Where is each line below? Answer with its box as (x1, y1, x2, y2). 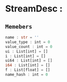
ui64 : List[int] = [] (5, 58, 52, 63)
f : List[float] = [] (5, 67, 50, 72)
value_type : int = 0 (5, 39, 50, 44)
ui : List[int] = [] (5, 48, 48, 54)
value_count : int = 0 (5, 44, 52, 49)
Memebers (5, 23, 32, 30)
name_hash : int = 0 (5, 72, 48, 77)
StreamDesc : (5, 3, 63, 14)
